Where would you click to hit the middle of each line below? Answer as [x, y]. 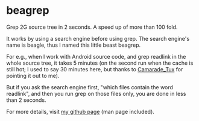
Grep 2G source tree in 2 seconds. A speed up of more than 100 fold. [92, 27]
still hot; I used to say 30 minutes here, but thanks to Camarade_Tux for [95, 69]
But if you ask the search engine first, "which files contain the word [90, 87]
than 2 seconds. [26, 100]
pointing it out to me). [33, 75]
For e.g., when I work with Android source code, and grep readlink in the [96, 56]
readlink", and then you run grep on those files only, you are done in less [96, 93]
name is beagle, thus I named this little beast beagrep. [74, 45]
